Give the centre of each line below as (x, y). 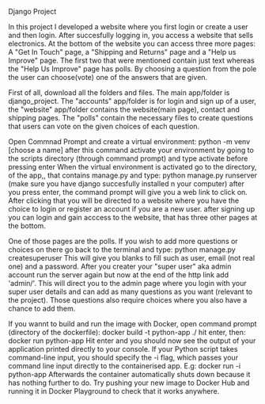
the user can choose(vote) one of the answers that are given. (108, 77)
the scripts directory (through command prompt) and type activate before (128, 158)
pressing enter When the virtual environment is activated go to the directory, (132, 167)
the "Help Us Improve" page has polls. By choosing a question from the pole (132, 69)
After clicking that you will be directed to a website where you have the (124, 200)
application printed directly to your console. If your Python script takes (123, 349)
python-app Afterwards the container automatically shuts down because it (129, 374)
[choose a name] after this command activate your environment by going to (131, 150)
